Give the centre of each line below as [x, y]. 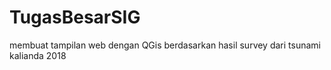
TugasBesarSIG [75, 17]
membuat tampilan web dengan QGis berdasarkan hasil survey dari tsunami [165, 45]
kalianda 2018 [38, 55]
